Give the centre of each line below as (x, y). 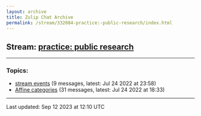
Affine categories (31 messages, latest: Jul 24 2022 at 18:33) (90, 90)
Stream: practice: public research (70, 47)
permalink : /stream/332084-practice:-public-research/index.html (89, 23)
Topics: (17, 71)
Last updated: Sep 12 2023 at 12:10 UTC (55, 107)
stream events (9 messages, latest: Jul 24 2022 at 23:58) (86, 83)
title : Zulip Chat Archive (40, 17)
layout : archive (26, 12)
